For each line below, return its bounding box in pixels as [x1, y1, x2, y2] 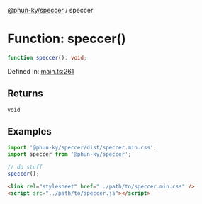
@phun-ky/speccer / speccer [7, 6, 94, 14]
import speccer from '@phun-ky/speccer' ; [7, 151, 132, 158]
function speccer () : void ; [7, 54, 87, 61]
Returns [7, 88, 44, 100]
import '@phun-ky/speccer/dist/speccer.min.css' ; [7, 144, 157, 152]
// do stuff [7, 164, 43, 171]
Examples [7, 125, 52, 137]
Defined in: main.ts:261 [7, 67, 74, 75]
